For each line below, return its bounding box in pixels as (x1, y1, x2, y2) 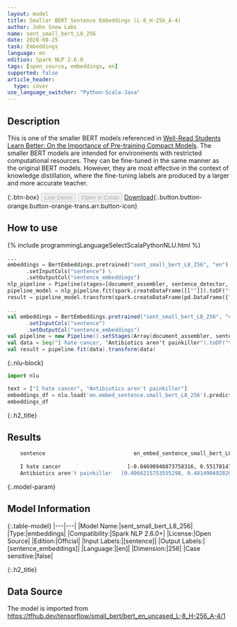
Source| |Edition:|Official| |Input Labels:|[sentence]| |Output (7, 537, 181, 545)
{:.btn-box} (7, 193, 40, 201)
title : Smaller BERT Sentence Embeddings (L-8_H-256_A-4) (7, 17, 181, 24)
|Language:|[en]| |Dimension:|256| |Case (80, 544, 201, 552)
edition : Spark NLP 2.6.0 (7, 56, 83, 63)
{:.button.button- (153, 193, 202, 201)
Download (123, 193, 154, 201)
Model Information (7, 503, 91, 515)
